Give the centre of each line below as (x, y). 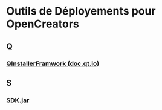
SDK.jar (18, 100)
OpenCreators (43, 24)
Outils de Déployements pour (81, 11)
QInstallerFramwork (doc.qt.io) (53, 63)
